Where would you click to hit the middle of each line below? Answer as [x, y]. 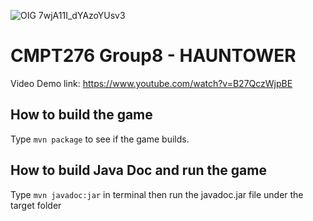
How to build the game [81, 115]
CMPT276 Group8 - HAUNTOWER [153, 56]
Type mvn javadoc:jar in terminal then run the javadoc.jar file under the [157, 194]
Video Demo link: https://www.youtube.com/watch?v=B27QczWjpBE [151, 83]
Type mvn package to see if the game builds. [100, 139]
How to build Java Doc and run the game [138, 170]
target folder [36, 205]
